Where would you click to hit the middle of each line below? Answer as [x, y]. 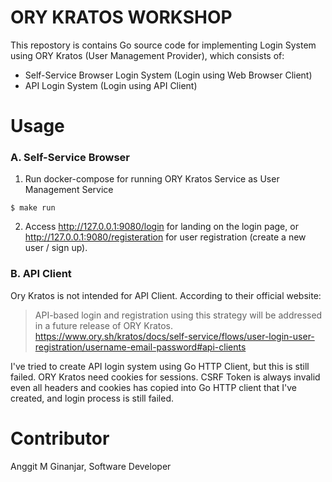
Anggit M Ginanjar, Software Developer [91, 466]
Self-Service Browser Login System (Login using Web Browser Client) [168, 75]
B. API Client [41, 274]
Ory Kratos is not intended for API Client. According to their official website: [166, 295]
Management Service [69, 190]
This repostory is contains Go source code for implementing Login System [163, 45]
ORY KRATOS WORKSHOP [121, 17]
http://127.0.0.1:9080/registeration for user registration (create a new [165, 237]
